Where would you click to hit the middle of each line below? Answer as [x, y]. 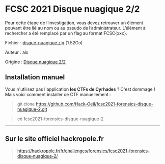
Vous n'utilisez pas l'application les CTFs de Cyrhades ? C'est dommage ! [80, 89]
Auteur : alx [17, 52]
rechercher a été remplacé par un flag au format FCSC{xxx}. [66, 33]
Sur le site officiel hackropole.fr [55, 139]
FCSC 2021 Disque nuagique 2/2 [72, 9]
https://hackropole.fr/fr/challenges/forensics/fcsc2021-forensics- [83, 151]
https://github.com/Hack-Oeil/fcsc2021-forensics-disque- [95, 104]
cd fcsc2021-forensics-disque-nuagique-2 [60, 119]
